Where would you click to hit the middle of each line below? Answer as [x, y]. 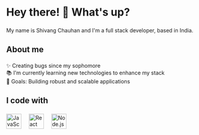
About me [25, 49]
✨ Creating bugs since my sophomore [54, 66]
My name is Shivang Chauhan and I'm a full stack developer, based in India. [100, 31]
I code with [27, 100]
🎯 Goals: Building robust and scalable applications [68, 82]
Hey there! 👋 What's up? [68, 12]
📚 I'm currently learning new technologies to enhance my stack [85, 73]
